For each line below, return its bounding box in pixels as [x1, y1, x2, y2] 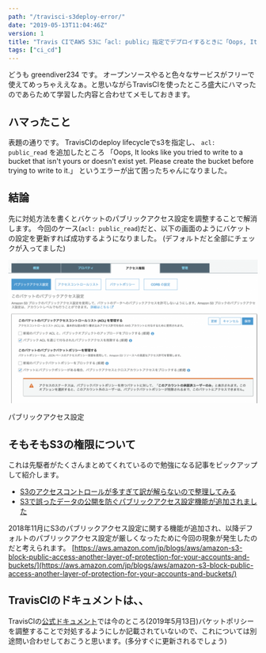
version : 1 [8, 29, 44, 37]
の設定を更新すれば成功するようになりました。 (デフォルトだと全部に [8, 233, 235, 243]
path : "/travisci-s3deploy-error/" [8, 13, 126, 21]
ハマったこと [8, 115, 71, 128]
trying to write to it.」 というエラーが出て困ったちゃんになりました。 [8, 165, 232, 175]
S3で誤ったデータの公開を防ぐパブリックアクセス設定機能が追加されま [19, 496, 251, 506]
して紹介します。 [8, 469, 63, 479]
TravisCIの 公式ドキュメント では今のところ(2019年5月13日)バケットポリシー [8, 616, 255, 625]
